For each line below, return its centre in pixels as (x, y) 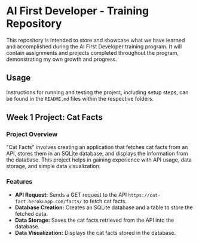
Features (19, 182)
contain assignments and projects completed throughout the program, (93, 52)
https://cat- (144, 195)
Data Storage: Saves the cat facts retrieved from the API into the (94, 220)
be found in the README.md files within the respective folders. (80, 98)
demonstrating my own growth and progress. (62, 59)
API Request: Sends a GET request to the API (71, 194)
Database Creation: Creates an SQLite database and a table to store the (104, 207)
